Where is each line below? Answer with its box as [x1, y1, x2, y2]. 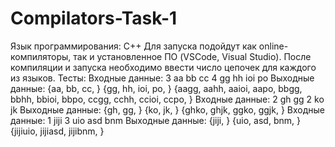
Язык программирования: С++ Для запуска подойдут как [10, 40, 257, 52]
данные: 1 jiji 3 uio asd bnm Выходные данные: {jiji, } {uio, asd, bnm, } [10, 114, 301, 126]
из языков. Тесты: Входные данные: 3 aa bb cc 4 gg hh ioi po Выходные [10, 72, 315, 84]
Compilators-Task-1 [10, 7, 178, 30]
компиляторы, [10, 50, 72, 62]
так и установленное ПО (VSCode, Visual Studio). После [73, 50, 312, 62]
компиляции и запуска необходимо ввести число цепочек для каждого [10, 61, 317, 73]
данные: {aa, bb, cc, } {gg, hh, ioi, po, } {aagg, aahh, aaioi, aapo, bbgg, [10, 82, 303, 94]
